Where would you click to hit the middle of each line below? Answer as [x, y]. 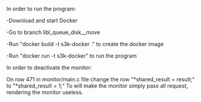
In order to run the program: [41, 9]
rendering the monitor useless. [45, 92]
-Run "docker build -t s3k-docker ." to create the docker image [85, 44]
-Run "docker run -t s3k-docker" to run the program [72, 56]
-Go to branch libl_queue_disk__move [53, 32]
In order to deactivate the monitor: [49, 67]
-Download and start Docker [42, 20]
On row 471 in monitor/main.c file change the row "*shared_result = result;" [100, 79]
